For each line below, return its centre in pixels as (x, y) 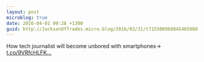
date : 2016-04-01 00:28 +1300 (45, 23)
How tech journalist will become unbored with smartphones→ (84, 46)
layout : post (23, 12)
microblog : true (27, 18)
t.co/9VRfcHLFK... (29, 53)
